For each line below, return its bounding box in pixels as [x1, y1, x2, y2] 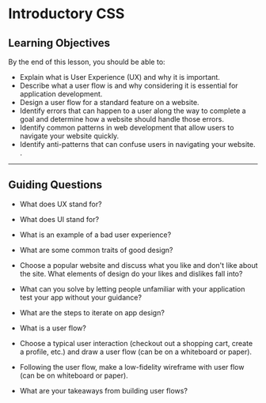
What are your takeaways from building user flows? [19, 386, 188, 395]
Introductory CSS [8, 5, 125, 23]
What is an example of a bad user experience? [19, 230, 172, 239]
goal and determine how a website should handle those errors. [19, 115, 224, 123]
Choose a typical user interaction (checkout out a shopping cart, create [19, 338, 253, 348]
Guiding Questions [8, 179, 103, 192]
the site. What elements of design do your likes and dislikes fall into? [19, 269, 243, 278]
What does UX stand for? [19, 199, 102, 209]
